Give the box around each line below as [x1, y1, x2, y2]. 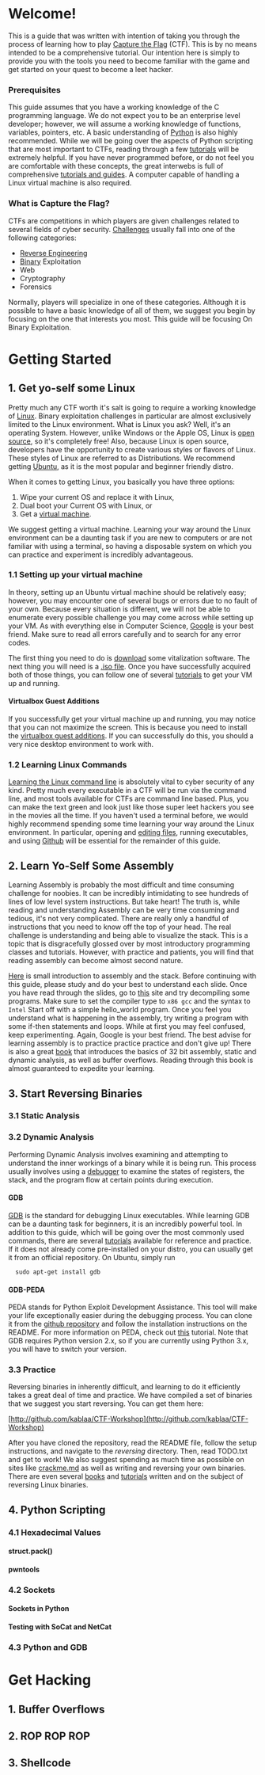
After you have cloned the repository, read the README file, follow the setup [8, 1438, 257, 1448]
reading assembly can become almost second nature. [8, 956, 184, 966]
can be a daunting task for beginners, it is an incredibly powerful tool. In [8, 1219, 243, 1228]
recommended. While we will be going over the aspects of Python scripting [8, 136, 253, 146]
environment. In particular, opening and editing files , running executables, [8, 828, 248, 837]
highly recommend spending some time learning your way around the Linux [8, 819, 255, 828]
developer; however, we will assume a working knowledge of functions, [8, 120, 241, 129]
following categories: [8, 233, 77, 242]
